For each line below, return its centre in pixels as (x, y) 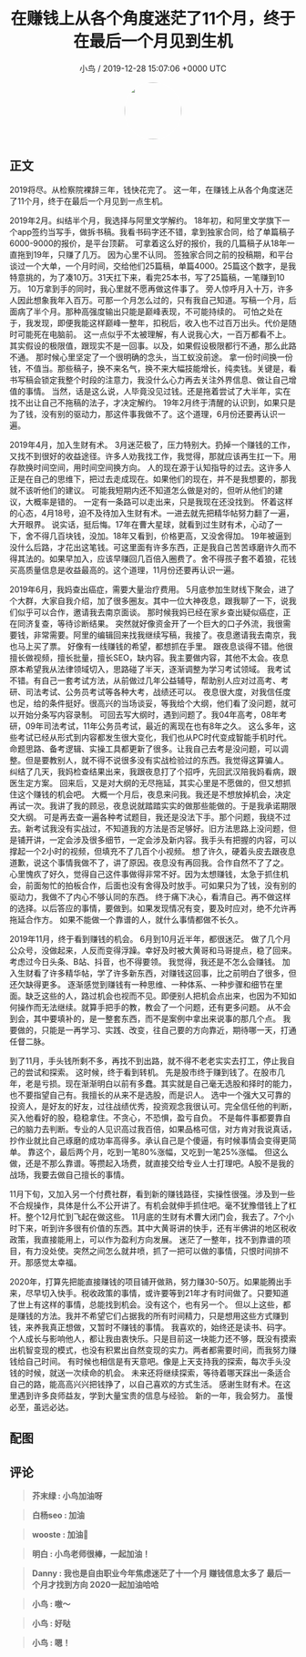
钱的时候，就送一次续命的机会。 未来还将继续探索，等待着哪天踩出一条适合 (150, 1373)
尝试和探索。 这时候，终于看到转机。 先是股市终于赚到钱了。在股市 (151, 1072)
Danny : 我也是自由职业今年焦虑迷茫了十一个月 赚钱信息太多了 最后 (157, 1573)
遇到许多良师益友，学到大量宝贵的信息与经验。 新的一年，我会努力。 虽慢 (155, 1396)
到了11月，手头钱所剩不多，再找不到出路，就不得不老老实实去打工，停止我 (148, 1060)
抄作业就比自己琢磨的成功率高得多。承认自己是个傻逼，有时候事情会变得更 (149, 1140)
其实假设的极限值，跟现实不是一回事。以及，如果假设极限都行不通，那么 (145, 345)
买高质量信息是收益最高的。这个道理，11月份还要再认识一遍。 (124, 569)
